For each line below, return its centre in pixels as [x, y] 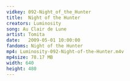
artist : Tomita [26, 35]
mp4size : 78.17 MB [30, 57]
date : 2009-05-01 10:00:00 [43, 40]
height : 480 [21, 69]
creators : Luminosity [34, 23]
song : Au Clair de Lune [37, 29]
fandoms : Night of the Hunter [45, 46]
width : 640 [20, 63]
